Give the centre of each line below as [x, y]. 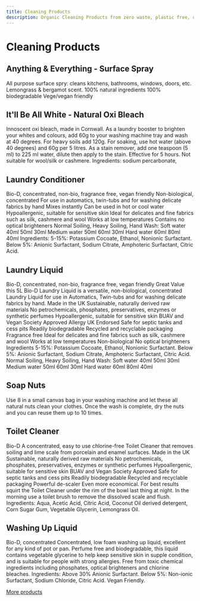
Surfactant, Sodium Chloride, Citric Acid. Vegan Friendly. [76, 581]
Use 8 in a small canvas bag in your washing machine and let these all [92, 400]
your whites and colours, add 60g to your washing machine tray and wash [97, 136]
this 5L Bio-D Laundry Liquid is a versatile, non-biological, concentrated [94, 290]
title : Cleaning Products [38, 12]
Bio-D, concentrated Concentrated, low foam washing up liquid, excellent [96, 542]
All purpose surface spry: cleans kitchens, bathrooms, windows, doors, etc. [99, 83]
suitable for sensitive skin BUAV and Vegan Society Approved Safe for [92, 471]
